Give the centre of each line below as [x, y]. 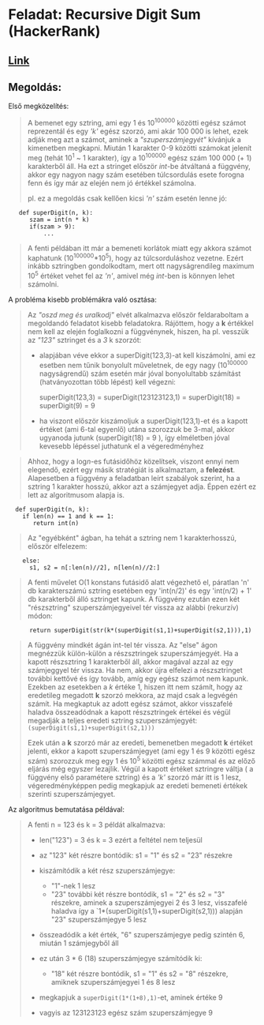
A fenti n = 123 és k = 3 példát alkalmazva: [96, 825]
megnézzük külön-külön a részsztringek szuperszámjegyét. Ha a [133, 653]
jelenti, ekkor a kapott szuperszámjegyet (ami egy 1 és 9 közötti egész [141, 751]
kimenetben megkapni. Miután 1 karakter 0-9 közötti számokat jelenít [139, 148]
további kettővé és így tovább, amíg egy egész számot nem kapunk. [138, 678]
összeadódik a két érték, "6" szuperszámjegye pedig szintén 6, [142, 935]
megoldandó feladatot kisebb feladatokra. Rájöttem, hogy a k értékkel [140, 323]
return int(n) [56, 523]
